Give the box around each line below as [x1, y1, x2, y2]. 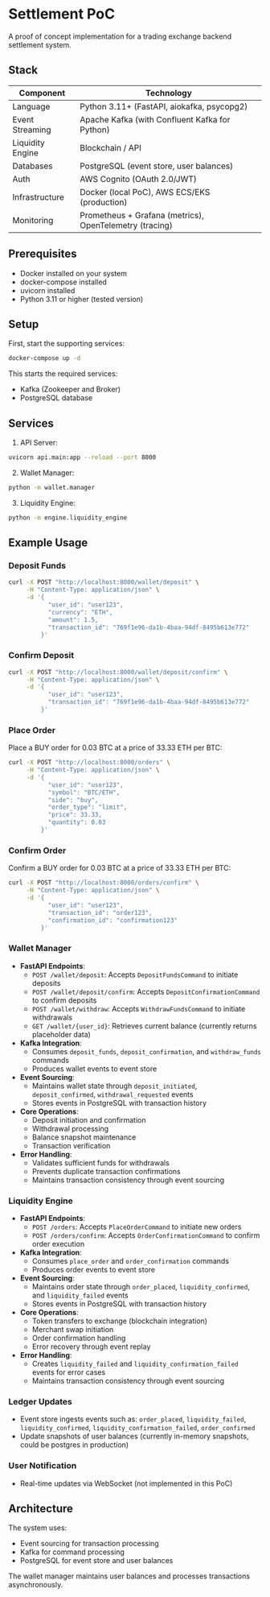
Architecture [8, 1501, 74, 1515]
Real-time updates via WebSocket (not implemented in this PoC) [19, 1479, 233, 1488]
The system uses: [8, 1523, 67, 1533]
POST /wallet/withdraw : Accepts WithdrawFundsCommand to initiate [31, 1003, 246, 1013]
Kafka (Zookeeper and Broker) [19, 384, 121, 395]
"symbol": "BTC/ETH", [47, 788, 121, 796]
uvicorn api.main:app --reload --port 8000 [8, 453, 157, 461]
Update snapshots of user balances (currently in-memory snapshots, [19, 1431, 249, 1442]
